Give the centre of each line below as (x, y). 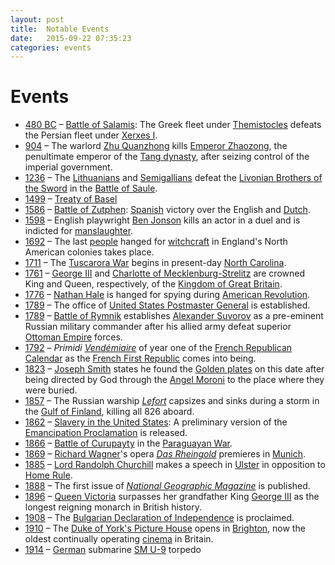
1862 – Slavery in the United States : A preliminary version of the (156, 422)
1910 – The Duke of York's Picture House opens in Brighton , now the (165, 528)
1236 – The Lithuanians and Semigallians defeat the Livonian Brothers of (173, 178)
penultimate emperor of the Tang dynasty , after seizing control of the (167, 157)
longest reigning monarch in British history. (113, 507)
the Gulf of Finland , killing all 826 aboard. (109, 412)
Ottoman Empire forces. (73, 337)
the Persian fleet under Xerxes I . (91, 135)
